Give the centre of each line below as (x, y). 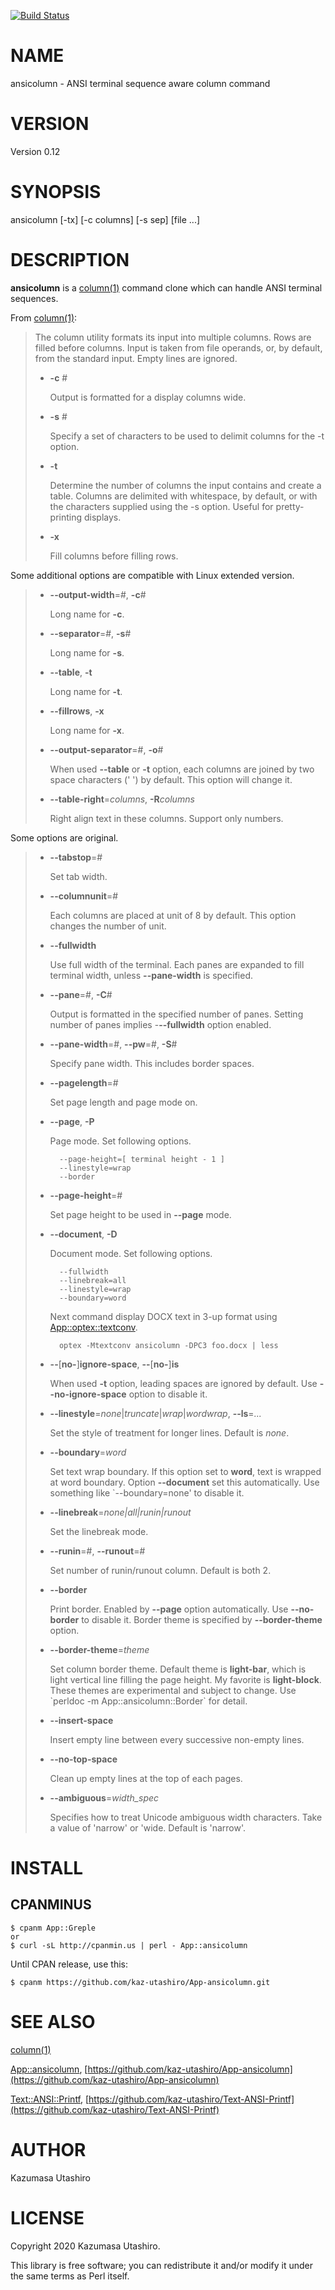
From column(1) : (44, 317)
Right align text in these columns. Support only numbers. (166, 818)
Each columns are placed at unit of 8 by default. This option (173, 915)
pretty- (290, 506)
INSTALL (47, 1867)
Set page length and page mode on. (123, 1102)
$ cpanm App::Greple (53, 1928)
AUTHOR (48, 2149)
